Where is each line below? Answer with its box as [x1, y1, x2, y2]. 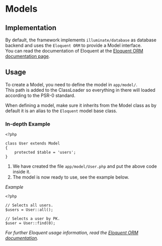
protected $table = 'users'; [14, 150, 76, 155]
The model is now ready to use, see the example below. [12, 174, 129, 180]
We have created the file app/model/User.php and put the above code [12, 163, 157, 169]
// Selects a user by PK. [5, 216, 60, 222]
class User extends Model [5, 141, 60, 146]
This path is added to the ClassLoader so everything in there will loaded [5, 87, 156, 93]
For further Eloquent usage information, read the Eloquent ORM [5, 230, 139, 236]
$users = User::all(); [5, 207, 53, 212]
